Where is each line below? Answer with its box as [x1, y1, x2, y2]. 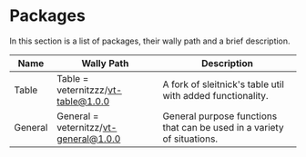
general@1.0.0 [56, 132, 121, 145]
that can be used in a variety [162, 121, 284, 133]
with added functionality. [162, 89, 269, 102]
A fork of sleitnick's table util [162, 78, 285, 91]
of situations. [162, 132, 219, 145]
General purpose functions [162, 110, 278, 123]
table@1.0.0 [56, 94, 110, 107]
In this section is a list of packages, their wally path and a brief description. [9, 35, 291, 46]
